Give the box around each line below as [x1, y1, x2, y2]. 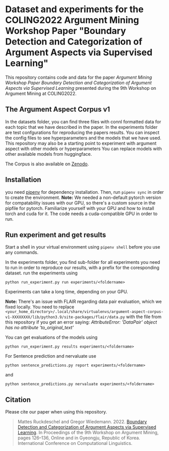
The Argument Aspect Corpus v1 [5, 105, 110, 114]
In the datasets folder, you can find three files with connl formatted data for [5, 118, 161, 125]
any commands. [5, 250, 39, 256]
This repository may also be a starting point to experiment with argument [5, 140, 157, 146]
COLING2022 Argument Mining [5, 14, 139, 26]
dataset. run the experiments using [5, 270, 78, 276]
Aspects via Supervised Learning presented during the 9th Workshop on [5, 85, 156, 91]
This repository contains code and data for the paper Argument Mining [5, 74, 152, 80]
